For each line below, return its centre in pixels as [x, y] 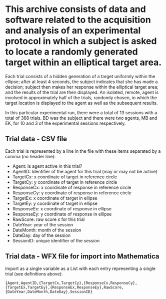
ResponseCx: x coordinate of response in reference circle [72, 187]
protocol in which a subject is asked [81, 41]
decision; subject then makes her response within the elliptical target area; [82, 87]
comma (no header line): [30, 156]
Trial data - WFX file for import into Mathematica [82, 256]
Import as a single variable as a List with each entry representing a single [80, 268]
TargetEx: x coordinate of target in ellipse [55, 198]
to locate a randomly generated [72, 52]
